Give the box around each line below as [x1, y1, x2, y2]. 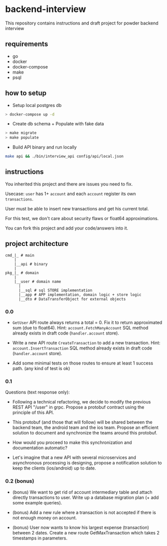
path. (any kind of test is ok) [12, 365, 70, 371]
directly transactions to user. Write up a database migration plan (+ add [12, 494, 159, 500]
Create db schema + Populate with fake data [12, 121, 104, 127]
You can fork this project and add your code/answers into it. [5, 225, 129, 231]
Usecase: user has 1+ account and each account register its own [5, 190, 136, 196]
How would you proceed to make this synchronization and [12, 439, 132, 445]
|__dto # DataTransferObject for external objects [18, 296, 126, 301]
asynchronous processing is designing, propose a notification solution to [12, 460, 162, 466]
